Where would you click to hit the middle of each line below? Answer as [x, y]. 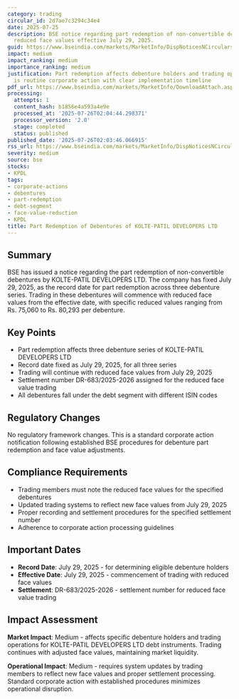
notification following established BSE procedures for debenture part [108, 442]
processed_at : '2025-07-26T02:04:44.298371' [81, 113]
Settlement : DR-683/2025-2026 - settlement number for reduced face [122, 590]
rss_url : [20, 147]
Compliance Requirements [68, 473]
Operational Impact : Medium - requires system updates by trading [105, 666]
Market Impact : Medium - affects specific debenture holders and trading [114, 637]
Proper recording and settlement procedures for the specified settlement [124, 512]
